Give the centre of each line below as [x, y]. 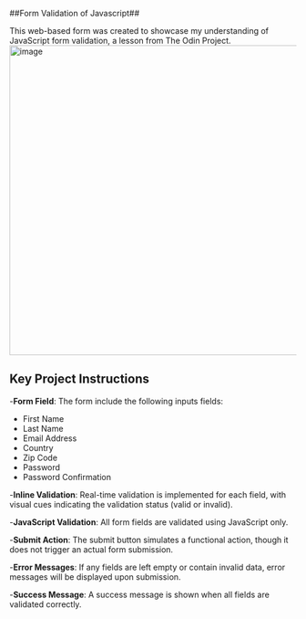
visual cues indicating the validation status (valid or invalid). [122, 504]
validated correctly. [46, 604]
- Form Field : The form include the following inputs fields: [117, 401]
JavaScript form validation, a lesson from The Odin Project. [120, 41]
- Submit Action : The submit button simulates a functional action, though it [149, 540]
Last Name [43, 428]
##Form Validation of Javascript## [75, 13]
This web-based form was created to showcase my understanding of [139, 31]
